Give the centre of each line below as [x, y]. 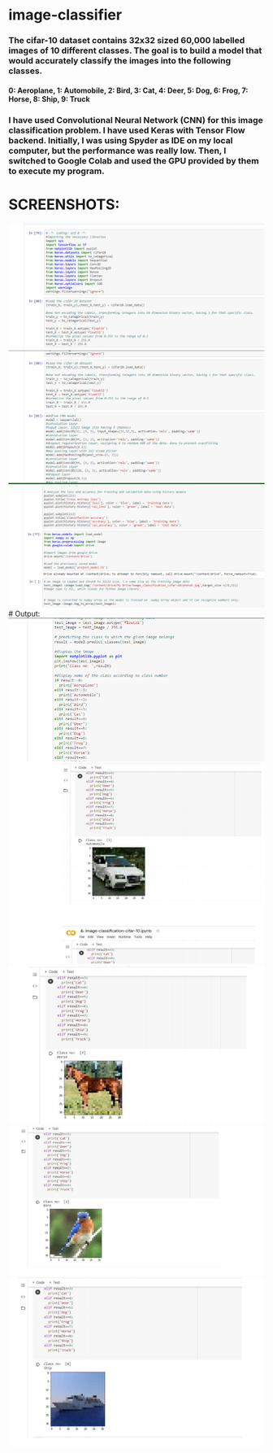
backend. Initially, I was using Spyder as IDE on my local [121, 140]
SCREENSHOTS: [64, 204]
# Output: [24, 614]
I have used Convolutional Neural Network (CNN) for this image [136, 120]
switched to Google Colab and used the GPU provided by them [134, 160]
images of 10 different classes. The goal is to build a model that [135, 50]
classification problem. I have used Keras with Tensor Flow [127, 130]
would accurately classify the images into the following [120, 61]
